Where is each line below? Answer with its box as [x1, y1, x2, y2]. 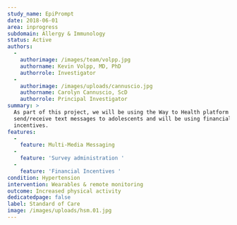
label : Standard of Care [7, 200, 80, 208]
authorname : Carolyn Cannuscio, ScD [20, 89, 128, 96]
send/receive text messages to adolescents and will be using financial [13, 115, 232, 122]
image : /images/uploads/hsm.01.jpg [7, 207, 112, 214]
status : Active [7, 37, 52, 44]
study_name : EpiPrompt [7, 10, 74, 18]
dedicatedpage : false [7, 194, 71, 201]
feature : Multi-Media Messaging [20, 142, 115, 149]
